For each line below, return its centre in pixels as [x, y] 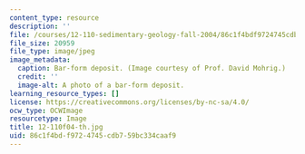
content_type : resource [54, 18]
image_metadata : [40, 60]
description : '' [40, 26]
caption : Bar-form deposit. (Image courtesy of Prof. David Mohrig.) [152, 69]
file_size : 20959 [42, 43]
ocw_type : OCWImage [46, 111]
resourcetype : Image [49, 119]
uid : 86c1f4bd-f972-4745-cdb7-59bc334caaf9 [93, 136]
